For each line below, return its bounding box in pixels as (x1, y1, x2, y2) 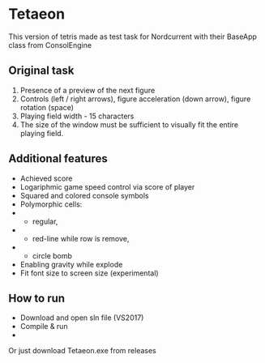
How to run (8, 291, 66, 305)
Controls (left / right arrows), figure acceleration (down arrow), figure (19, 94, 251, 104)
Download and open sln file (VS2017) (19, 313, 144, 322)
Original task (8, 64, 75, 78)
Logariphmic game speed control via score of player (19, 181, 195, 191)
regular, (32, 216, 58, 226)
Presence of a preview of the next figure (19, 85, 156, 95)
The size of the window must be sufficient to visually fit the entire (19, 119, 239, 130)
